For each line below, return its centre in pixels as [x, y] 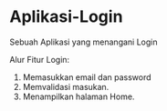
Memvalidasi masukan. [66, 86]
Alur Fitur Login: [40, 59]
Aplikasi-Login [66, 17]
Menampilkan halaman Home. [78, 96]
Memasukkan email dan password [87, 77]
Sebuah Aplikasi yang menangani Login [83, 42]
